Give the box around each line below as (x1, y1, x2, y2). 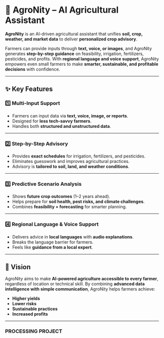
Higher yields (12, 296, 40, 301)
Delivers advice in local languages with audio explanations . (12, 234, 134, 239)
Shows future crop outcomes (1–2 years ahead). (12, 194, 111, 199)
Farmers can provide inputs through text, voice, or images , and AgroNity (5, 45, 152, 51)
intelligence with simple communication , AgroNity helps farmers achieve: (5, 286, 155, 292)
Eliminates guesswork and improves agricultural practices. (12, 158, 130, 164)
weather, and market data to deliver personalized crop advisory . (5, 36, 138, 42)
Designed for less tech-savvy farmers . (12, 118, 92, 124)
